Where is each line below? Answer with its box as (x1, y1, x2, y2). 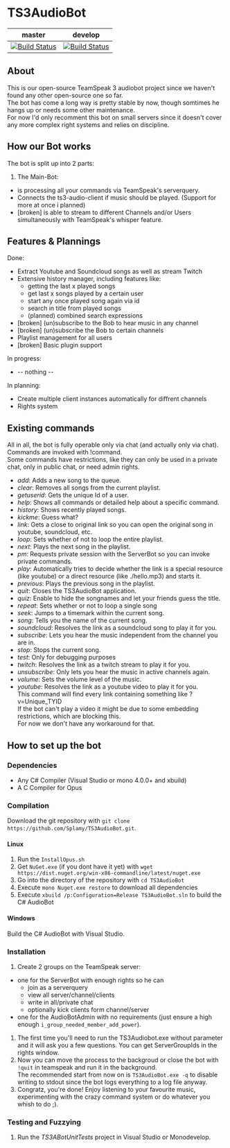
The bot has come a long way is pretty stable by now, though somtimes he (7, 98, 220, 107)
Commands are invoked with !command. (7, 448, 123, 456)
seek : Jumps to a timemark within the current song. (17, 609, 165, 617)
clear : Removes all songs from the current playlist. (17, 483, 161, 492)
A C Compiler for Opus (17, 783, 82, 791)
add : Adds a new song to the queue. (17, 477, 121, 485)
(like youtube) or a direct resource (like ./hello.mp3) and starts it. (17, 572, 202, 581)
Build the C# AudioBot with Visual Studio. (7, 929, 125, 938)
